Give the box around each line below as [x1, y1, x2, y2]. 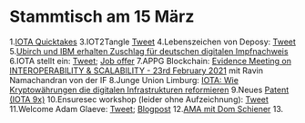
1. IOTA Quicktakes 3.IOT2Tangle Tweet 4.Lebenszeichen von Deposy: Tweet [9, 36, 296, 47]
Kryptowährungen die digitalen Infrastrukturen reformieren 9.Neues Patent [9, 84, 290, 95]
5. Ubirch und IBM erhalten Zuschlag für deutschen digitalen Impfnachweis [9, 45, 289, 56]
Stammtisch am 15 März [9, 6, 195, 27]
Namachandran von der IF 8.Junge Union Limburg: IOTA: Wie [9, 74, 239, 85]
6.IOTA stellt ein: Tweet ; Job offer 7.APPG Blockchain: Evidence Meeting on [9, 55, 291, 66]
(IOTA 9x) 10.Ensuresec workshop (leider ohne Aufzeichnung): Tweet [9, 93, 269, 105]
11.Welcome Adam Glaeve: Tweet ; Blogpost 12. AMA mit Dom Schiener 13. [9, 103, 284, 114]
